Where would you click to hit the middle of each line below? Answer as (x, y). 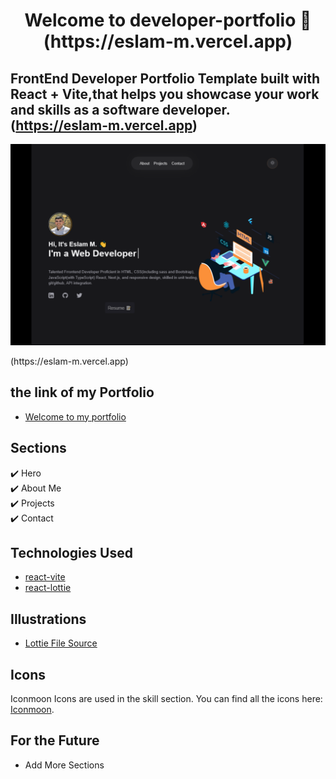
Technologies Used (71, 552)
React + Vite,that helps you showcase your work (165, 94)
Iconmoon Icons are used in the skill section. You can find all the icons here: (166, 698)
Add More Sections (64, 765)
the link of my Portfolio (82, 392)
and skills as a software (85, 109)
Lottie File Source (61, 643)
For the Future (55, 740)
